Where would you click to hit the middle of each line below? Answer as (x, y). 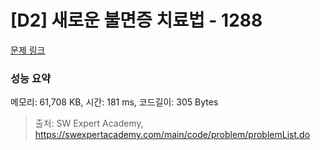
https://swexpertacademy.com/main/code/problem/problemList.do (172, 135)
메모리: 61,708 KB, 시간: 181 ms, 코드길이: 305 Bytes (114, 102)
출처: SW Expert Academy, (89, 123)
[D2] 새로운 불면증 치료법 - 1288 (136, 20)
